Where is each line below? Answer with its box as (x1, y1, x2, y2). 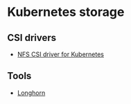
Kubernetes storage (7, 4, 125, 20)
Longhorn (17, 88, 46, 97)
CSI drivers (7, 32, 57, 44)
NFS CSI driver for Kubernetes (17, 50, 105, 58)
